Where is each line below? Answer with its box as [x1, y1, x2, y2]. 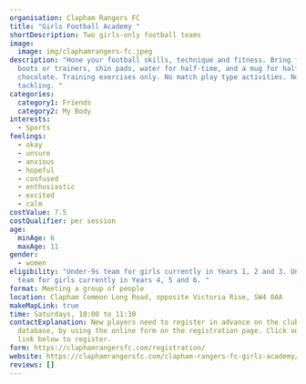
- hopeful [17, 166, 55, 175]
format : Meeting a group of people [9, 284, 145, 293]
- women [17, 258, 47, 268]
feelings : [9, 132, 47, 141]
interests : [9, 115, 51, 124]
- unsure [17, 148, 51, 157]
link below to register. [17, 335, 112, 344]
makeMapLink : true [9, 301, 79, 310]
